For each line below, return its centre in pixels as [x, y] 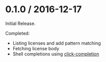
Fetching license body [36, 48]
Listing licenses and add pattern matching [57, 43]
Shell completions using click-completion [56, 54]
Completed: [18, 33]
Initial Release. [20, 23]
